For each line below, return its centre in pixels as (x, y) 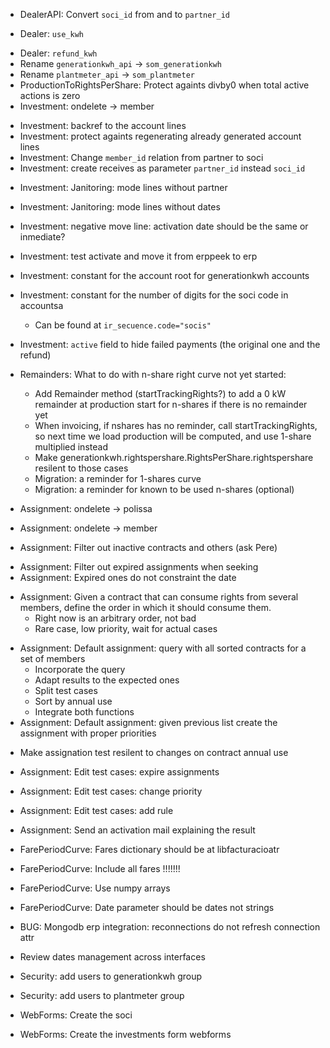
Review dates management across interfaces (112, 957)
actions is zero (50, 95)
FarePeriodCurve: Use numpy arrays (95, 888)
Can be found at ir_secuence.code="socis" (123, 325)
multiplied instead (71, 447)
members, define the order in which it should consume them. (145, 607)
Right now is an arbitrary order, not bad (115, 618)
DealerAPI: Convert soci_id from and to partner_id (125, 14)
